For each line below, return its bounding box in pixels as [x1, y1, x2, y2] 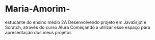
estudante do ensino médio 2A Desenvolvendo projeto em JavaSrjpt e [5, 19, 147, 25]
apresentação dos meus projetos [5, 29, 72, 35]
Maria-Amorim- [5, 3, 70, 14]
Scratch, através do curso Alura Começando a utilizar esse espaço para [5, 24, 151, 30]
